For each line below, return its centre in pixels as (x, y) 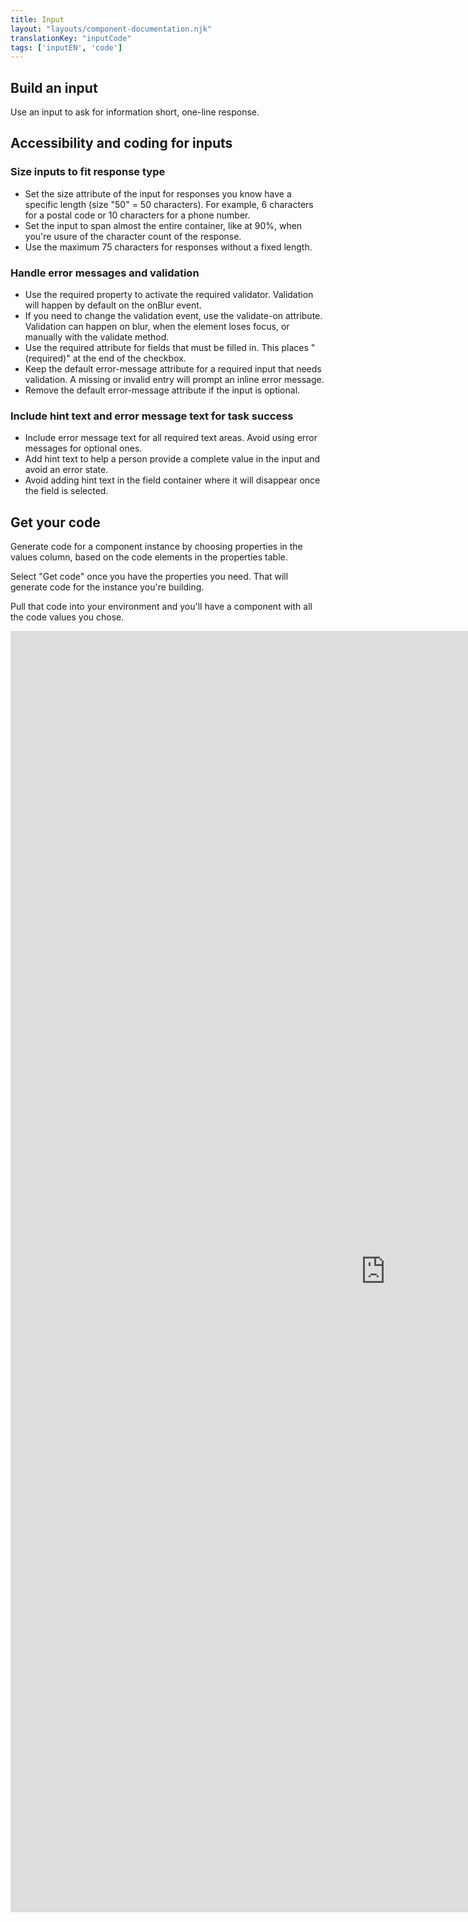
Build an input (54, 87)
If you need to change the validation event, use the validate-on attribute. (173, 316)
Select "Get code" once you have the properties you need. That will (149, 577)
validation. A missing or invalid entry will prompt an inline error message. (174, 380)
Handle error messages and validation (105, 273)
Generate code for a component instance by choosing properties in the (156, 547)
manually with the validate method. (97, 337)
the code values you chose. (67, 617)
